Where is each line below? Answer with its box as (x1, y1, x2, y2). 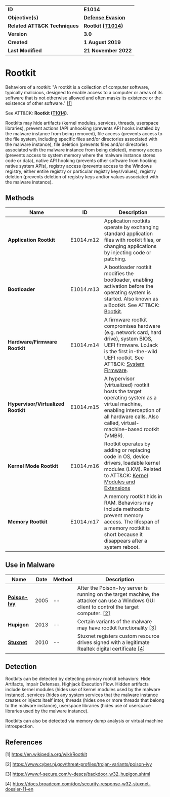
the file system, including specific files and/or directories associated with (5, 136, 158, 142)
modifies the (104, 270, 134, 277)
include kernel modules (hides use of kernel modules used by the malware (5, 687, 160, 693)
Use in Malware (5, 561, 55, 570)
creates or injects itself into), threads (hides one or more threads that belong (5, 697, 164, 703)
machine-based (104, 426, 143, 433)
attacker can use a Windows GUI (77, 597, 155, 604)
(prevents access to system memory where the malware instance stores (5, 152, 156, 158)
